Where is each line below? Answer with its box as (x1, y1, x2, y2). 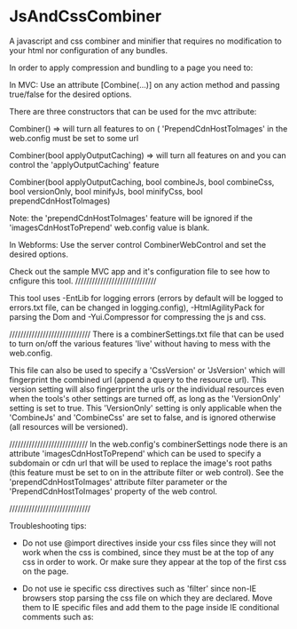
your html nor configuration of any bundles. (9, 44, 168, 55)
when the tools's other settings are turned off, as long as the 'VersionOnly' (9, 393, 281, 403)
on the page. (21, 566, 69, 577)
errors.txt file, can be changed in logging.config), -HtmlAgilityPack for (9, 302, 265, 313)
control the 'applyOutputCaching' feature (9, 159, 160, 170)
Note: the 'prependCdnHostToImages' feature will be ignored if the (9, 212, 253, 223)
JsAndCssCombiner (9, 6, 162, 27)
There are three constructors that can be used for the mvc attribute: (9, 106, 257, 116)
